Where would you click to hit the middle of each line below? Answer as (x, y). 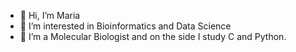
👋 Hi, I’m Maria (50, 15)
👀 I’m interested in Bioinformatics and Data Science (125, 26)
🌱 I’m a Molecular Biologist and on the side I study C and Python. (153, 36)
